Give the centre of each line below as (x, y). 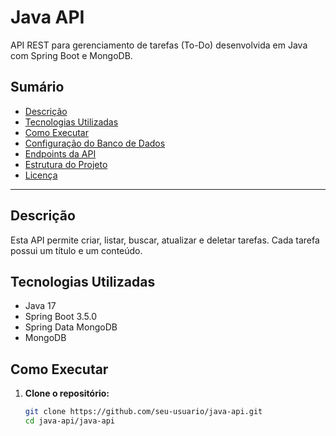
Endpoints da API (60, 153)
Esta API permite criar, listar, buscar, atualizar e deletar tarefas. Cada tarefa (165, 240)
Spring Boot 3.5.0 (61, 317)
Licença (41, 175)
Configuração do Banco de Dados (95, 143)
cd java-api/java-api (69, 421)
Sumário (37, 87)
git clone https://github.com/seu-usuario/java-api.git (143, 412)
